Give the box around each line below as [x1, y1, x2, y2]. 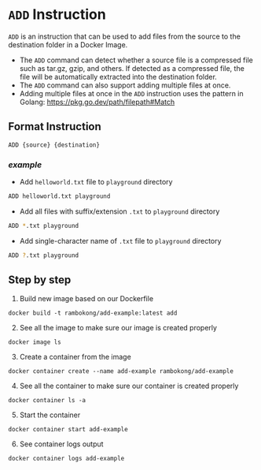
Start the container [19, 410, 81, 420]
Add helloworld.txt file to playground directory [19, 177, 173, 187]
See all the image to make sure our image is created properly [19, 323, 218, 333]
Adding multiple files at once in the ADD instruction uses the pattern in [19, 88, 244, 98]
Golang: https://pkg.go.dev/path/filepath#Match [19, 97, 175, 106]
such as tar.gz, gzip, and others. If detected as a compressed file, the [19, 63, 245, 73]
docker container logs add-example [8, 455, 125, 463]
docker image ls [8, 338, 61, 346]
